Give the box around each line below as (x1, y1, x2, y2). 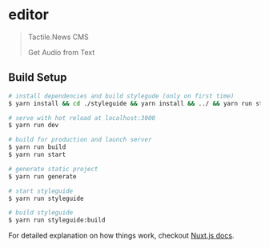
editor (8, 6, 50, 24)
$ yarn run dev (8, 122, 59, 130)
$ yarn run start (8, 150, 66, 158)
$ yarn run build (8, 143, 66, 151)
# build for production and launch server (8, 136, 152, 144)
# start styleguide (8, 186, 74, 195)
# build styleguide (8, 209, 74, 217)
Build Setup (8, 70, 67, 85)
